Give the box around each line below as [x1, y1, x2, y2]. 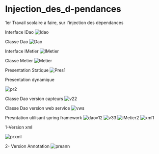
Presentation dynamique [5, 77, 55, 82]
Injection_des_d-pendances [5, 3, 121, 15]
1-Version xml [5, 124, 33, 130]
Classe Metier [5, 57, 33, 63]
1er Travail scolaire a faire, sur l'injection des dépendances [5, 20, 124, 26]
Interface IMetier [5, 48, 39, 54]
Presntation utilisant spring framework [5, 114, 82, 121]
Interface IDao [5, 29, 34, 35]
